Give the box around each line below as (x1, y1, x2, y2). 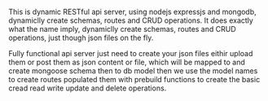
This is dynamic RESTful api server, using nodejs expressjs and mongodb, (8, 7, 257, 16)
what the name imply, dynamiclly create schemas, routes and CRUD (8, 24, 236, 33)
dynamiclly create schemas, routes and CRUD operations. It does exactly (8, 15, 254, 25)
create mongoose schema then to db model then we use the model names (8, 66, 258, 76)
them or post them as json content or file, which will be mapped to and (8, 57, 246, 67)
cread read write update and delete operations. (8, 83, 167, 93)
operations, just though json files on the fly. (8, 33, 154, 42)
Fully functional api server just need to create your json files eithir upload (8, 49, 253, 58)
